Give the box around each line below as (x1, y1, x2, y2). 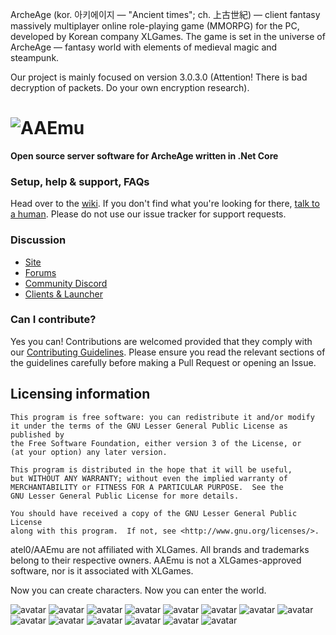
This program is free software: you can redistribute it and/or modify (10, 412, 315, 422)
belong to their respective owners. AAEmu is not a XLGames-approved (10, 554, 302, 566)
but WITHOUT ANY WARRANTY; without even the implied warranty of (10, 473, 288, 483)
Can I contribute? (10, 313, 97, 327)
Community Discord (24, 277, 108, 289)
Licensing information (10, 386, 151, 403)
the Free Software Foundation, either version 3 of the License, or (10, 438, 302, 448)
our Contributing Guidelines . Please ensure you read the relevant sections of (10, 346, 326, 358)
